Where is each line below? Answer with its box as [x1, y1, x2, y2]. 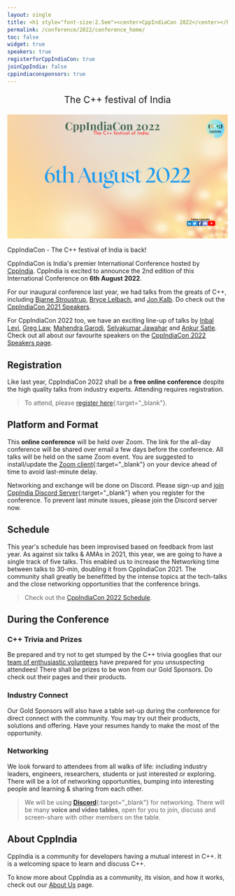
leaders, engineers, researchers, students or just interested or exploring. [7, 769, 216, 778]
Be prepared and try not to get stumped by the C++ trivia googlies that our [7, 650, 222, 659]
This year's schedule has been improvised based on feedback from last [7, 542, 214, 551]
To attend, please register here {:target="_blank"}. [24, 399, 168, 407]
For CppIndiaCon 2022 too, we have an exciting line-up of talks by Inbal [7, 316, 215, 325]
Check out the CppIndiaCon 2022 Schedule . [24, 593, 152, 601]
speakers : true [7, 48, 52, 55]
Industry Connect [7, 690, 69, 700]
